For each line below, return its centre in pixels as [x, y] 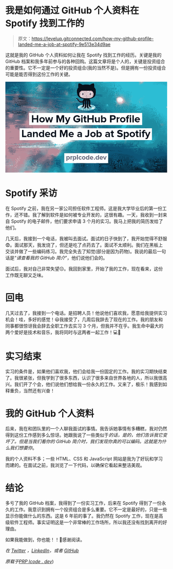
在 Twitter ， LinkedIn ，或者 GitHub [42, 551]
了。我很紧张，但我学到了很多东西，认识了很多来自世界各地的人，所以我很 [84, 378]
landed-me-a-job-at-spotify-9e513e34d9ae [64, 44]
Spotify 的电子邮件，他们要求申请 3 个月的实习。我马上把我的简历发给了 [87, 221]
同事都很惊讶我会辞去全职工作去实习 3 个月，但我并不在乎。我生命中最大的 [84, 326]
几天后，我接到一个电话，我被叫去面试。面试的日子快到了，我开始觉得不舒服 [86, 238]
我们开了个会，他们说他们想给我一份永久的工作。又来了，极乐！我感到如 [91, 384]
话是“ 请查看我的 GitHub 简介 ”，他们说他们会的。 [56, 258]
